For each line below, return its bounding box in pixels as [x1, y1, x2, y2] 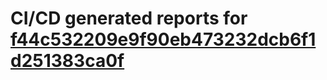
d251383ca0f [10, 50, 125, 72]
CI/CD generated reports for [10, 7, 248, 30]
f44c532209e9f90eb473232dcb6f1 [10, 28, 317, 51]
